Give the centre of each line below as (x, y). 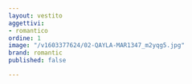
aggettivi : (27, 23)
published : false (37, 61)
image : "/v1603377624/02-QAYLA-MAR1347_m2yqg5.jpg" (96, 46)
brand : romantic (35, 53)
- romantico (28, 30)
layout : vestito (35, 16)
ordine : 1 (25, 38)
